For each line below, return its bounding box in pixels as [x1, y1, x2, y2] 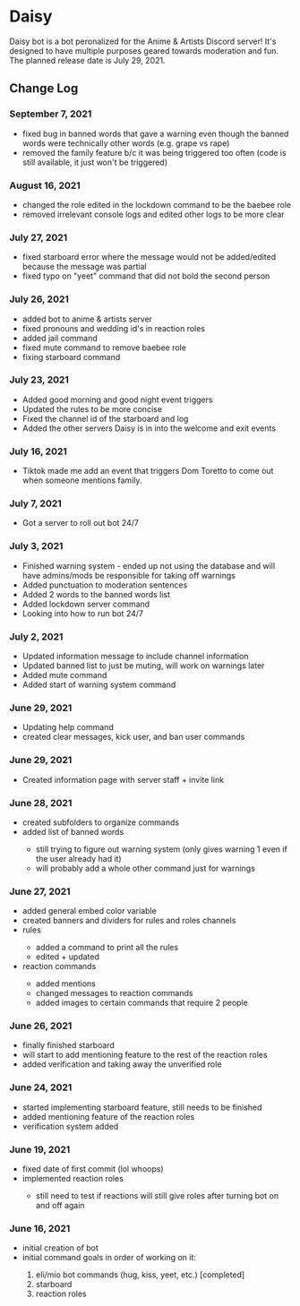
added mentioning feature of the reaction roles [21, 1111, 195, 1121]
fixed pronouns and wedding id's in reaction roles [21, 322, 206, 333]
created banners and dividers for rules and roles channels [21, 915, 236, 926]
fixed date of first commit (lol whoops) [21, 1164, 164, 1174]
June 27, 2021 [9, 885, 71, 898]
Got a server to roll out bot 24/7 [21, 518, 139, 528]
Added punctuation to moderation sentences [21, 580, 188, 590]
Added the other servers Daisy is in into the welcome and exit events [21, 423, 276, 434]
